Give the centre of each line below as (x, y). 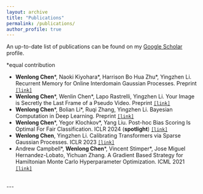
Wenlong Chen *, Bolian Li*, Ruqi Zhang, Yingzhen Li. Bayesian (94, 110)
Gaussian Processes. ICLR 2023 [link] (65, 142)
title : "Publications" (35, 18)
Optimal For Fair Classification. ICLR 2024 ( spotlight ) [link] (91, 129)
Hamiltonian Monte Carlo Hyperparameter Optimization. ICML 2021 (100, 162)
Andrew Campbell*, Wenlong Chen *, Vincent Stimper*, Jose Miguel (100, 149)
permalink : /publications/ (41, 23)
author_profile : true (34, 29)
